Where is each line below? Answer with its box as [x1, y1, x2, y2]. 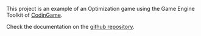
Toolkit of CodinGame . [6, 11, 63, 19]
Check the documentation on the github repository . [6, 23, 135, 30]
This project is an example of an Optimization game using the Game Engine [6, 5, 195, 12]
